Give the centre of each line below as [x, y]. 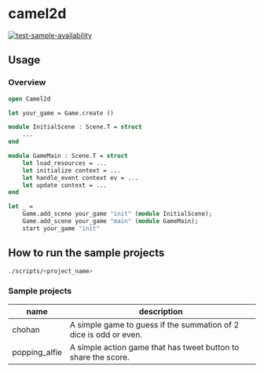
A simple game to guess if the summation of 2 [154, 324]
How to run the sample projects [86, 253]
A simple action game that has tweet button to [154, 347]
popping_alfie [37, 352]
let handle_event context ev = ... [81, 177]
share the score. [99, 357]
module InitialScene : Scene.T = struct [75, 127]
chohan [26, 329]
